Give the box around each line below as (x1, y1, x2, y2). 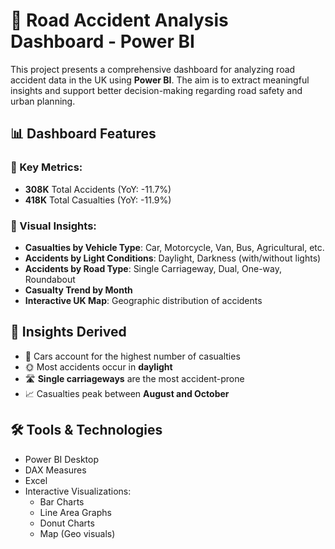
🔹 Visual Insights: (10, 219, 97, 233)
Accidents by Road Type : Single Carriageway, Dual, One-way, (24, 262, 282, 274)
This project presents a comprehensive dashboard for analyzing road (10, 63, 296, 75)
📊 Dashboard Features (10, 125, 157, 143)
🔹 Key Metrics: (10, 160, 83, 174)
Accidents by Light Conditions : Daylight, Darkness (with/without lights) (24, 252, 322, 264)
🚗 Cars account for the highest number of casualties (24, 350, 241, 362)
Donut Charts (39, 517, 95, 529)
